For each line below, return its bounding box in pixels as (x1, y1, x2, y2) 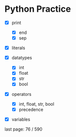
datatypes (11, 55, 32, 61)
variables (11, 116, 30, 122)
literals (11, 45, 25, 51)
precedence (19, 107, 43, 112)
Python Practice (4, 3, 71, 15)
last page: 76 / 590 (4, 126, 42, 132)
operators (11, 91, 32, 97)
